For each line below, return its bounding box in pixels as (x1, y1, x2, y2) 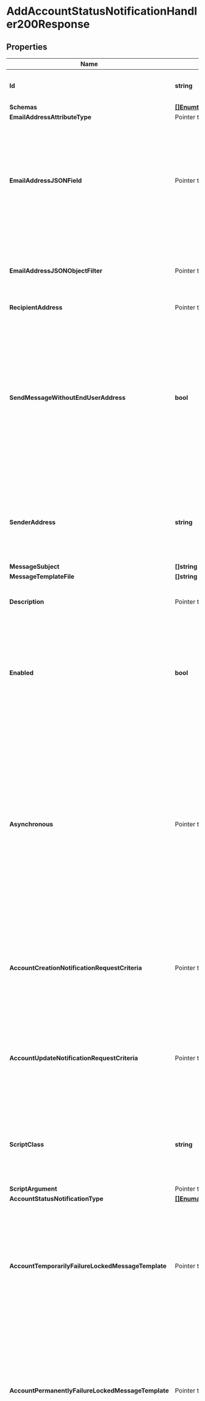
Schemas (9, 103, 38, 111)
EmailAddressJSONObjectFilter (9, 267, 103, 275)
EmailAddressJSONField (9, 176, 82, 185)
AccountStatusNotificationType (9, 1194, 104, 1203)
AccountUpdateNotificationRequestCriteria (9, 1054, 138, 1062)
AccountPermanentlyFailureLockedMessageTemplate (9, 1386, 169, 1395)
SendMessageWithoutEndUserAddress (9, 393, 126, 402)
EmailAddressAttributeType (9, 113, 92, 121)
